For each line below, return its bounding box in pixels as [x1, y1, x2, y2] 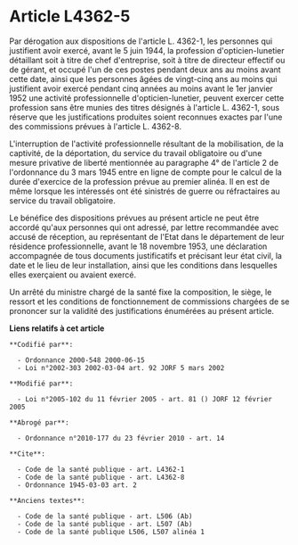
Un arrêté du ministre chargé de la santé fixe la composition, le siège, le [9, 286, 272, 297]
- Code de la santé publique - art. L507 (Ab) [17, 519, 193, 528]
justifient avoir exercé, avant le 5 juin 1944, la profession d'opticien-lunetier [9, 45, 285, 55]
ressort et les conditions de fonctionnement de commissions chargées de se [9, 296, 290, 307]
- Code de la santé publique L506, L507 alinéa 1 [17, 527, 205, 536]
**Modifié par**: [9, 379, 74, 388]
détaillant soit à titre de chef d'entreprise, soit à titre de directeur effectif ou [9, 54, 286, 65]
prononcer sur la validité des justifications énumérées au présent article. [9, 305, 274, 316]
